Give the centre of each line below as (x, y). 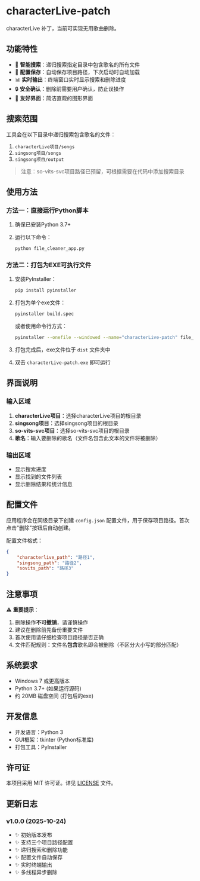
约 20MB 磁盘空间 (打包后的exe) (54, 696)
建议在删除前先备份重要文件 (49, 630)
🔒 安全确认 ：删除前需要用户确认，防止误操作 (69, 88)
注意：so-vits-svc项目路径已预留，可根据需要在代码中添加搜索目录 (102, 171)
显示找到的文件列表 (38, 477)
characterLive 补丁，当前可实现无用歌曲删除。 (63, 28)
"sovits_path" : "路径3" (46, 568)
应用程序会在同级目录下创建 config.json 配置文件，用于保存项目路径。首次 (98, 520)
